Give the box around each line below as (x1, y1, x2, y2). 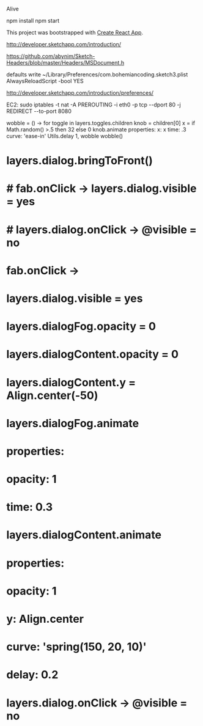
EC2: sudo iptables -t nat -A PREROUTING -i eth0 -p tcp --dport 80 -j (6, 101, 182, 108)
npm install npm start (6, 17, 60, 24)
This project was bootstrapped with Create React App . (6, 29, 144, 36)
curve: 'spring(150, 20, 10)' (6, 640, 147, 654)
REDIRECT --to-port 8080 (6, 108, 72, 115)
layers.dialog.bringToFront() (6, 154, 153, 167)
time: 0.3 (6, 501, 53, 514)
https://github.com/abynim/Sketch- (6, 53, 95, 60)
